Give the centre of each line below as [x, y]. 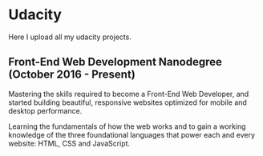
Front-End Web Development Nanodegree [115, 62]
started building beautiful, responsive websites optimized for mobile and [127, 102]
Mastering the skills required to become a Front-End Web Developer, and [129, 94]
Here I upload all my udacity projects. [70, 37]
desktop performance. [45, 110]
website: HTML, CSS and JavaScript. [69, 143]
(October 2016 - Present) [72, 75]
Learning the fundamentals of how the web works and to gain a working [127, 126]
